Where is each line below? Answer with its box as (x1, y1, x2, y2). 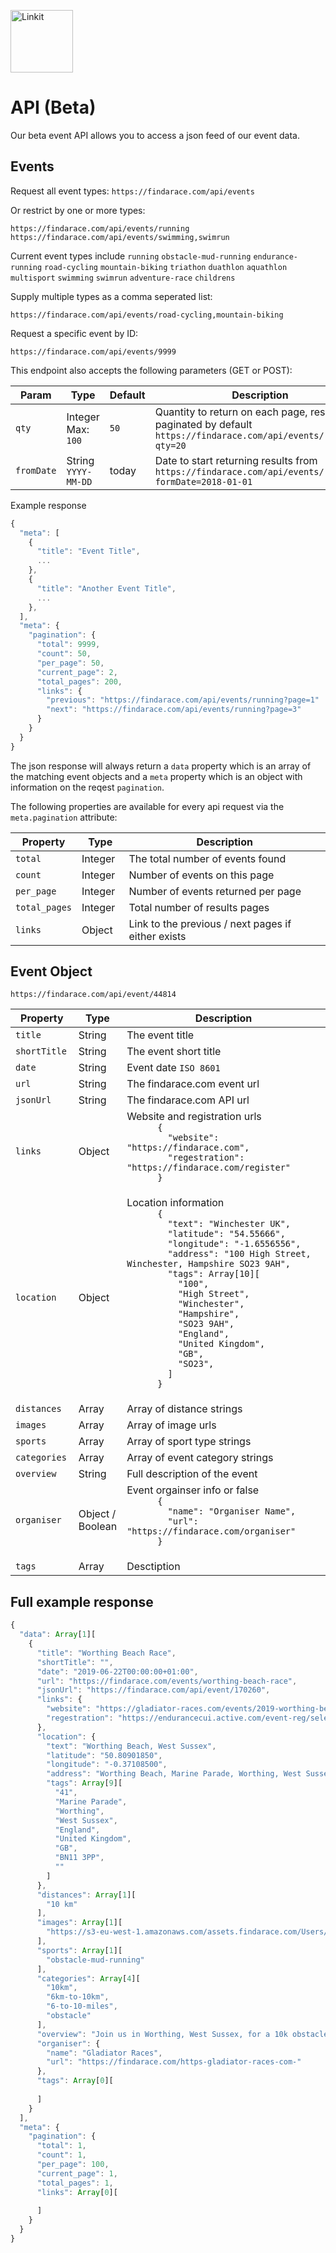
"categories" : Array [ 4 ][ (36, 1973, 141, 1984)
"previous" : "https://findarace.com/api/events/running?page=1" (46, 695, 320, 705)
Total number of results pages (128, 900, 270, 914)
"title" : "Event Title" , (36, 546, 141, 557)
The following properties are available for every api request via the (10, 800, 285, 812)
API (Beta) (10, 96, 97, 119)
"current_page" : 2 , (36, 667, 118, 677)
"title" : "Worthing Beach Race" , (36, 1648, 177, 1658)
